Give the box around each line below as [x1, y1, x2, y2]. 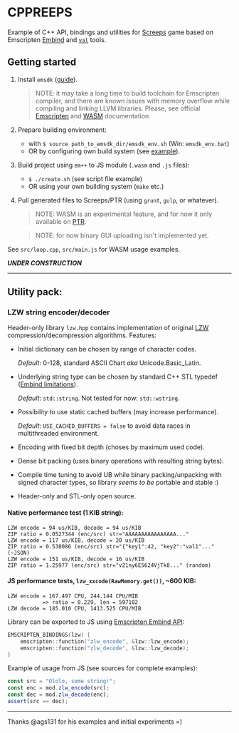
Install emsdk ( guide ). [17, 75, 78, 83]
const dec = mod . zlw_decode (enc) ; [7, 691, 110, 699]
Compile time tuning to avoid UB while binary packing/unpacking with [17, 471, 222, 479]
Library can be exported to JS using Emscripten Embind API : [7, 617, 185, 626]
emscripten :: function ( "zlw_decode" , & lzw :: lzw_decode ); [20, 645, 190, 652]
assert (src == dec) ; [7, 697, 69, 704]
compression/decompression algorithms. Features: [7, 331, 157, 339]
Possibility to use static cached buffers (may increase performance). [17, 408, 219, 416]
